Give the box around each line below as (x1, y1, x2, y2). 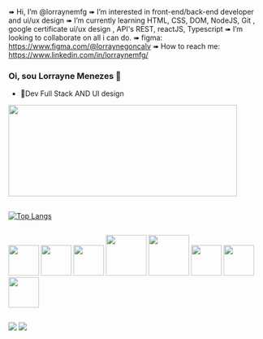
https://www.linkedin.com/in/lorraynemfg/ (8, 50, 149, 59)
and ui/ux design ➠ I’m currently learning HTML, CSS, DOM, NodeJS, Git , (8, 15, 256, 25)
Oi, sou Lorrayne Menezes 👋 (8, 70, 122, 81)
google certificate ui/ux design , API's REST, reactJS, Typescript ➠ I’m (8, 24, 244, 33)
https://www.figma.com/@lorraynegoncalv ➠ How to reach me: (8, 41, 221, 51)
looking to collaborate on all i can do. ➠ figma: (8, 33, 163, 42)
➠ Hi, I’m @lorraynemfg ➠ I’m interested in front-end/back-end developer (8, 7, 254, 16)
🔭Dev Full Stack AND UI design (19, 89, 124, 98)
